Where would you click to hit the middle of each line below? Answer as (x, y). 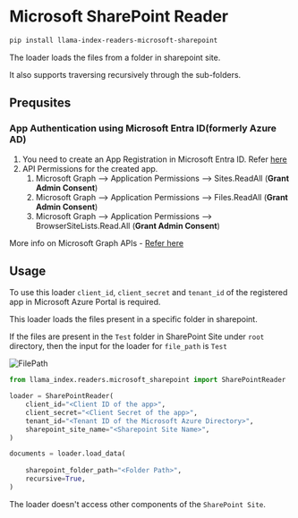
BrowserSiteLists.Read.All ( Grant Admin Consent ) (128, 225)
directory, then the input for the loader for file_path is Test (119, 346)
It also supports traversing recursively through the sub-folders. (125, 74)
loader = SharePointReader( (62, 396)
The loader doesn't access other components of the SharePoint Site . (138, 504)
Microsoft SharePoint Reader (119, 17)
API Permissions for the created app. (90, 168)
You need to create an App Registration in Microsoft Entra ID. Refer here (155, 159)
